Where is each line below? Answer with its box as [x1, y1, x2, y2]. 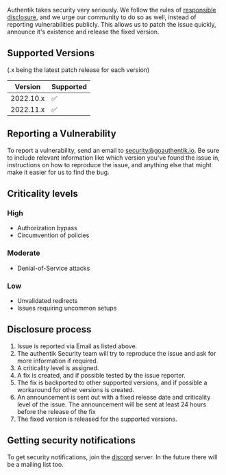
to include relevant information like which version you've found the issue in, [7, 154, 221, 162]
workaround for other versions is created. [16, 385, 135, 393]
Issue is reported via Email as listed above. [16, 342, 138, 350]
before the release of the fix [16, 407, 96, 415]
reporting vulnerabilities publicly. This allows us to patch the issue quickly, [7, 21, 216, 28]
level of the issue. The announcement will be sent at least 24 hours [16, 400, 207, 409]
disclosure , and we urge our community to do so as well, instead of [7, 13, 197, 21]
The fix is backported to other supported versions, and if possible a [16, 378, 208, 387]
